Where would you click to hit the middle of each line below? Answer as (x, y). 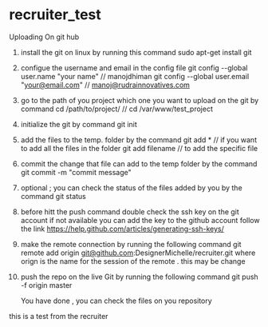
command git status (53, 196)
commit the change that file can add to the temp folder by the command (139, 163)
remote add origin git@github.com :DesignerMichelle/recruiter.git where (138, 253)
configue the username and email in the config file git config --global (134, 68)
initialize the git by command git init (79, 124)
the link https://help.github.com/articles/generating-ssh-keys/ (122, 229)
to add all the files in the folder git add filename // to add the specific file (139, 148)
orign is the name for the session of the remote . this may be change (133, 261)
